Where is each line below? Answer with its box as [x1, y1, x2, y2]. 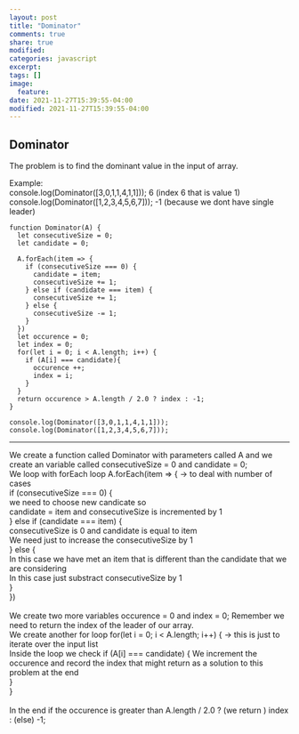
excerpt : [9, 63, 42, 72]
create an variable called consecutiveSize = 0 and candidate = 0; [9, 459, 247, 470]
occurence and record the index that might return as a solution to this [9, 657, 264, 668]
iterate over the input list [9, 639, 99, 649]
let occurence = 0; [17, 333, 90, 342]
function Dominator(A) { [9, 223, 101, 232]
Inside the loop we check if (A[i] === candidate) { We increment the [9, 649, 258, 659]
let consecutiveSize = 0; [17, 231, 114, 240]
